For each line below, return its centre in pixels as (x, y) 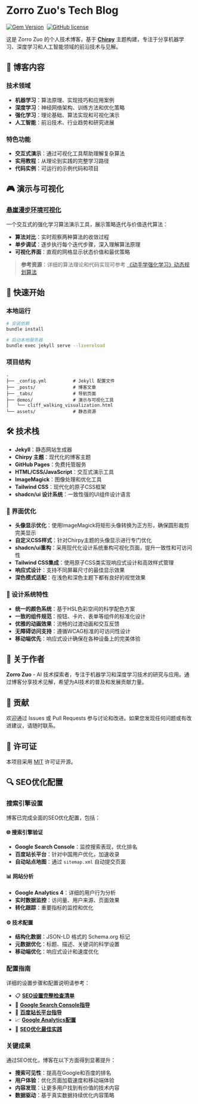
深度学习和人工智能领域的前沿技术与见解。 (69, 47)
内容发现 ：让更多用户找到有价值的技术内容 (67, 1087)
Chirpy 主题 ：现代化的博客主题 (53, 457)
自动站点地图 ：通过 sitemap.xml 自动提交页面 (70, 861)
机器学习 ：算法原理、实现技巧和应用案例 (64, 100)
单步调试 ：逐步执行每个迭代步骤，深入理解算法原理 (78, 244)
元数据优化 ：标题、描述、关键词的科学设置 (67, 944)
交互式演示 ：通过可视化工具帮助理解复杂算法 (70, 153)
